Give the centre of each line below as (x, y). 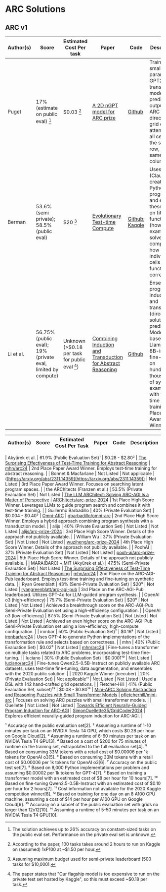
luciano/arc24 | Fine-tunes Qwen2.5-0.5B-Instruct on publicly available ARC (83, 663)
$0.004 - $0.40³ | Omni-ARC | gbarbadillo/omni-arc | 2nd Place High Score (82, 516)
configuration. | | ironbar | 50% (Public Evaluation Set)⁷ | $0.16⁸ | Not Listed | (83, 631)
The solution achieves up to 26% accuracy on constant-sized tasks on (84, 829)
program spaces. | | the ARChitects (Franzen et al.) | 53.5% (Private (74, 489)
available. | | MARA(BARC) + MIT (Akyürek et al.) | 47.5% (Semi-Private (77, 563)
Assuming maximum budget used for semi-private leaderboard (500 (82, 859)
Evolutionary (107, 216)
